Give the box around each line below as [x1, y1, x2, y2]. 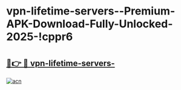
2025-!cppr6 [6, 30, 73, 43]
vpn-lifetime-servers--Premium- [6, 4, 176, 18]
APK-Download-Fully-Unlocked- [6, 17, 173, 31]
